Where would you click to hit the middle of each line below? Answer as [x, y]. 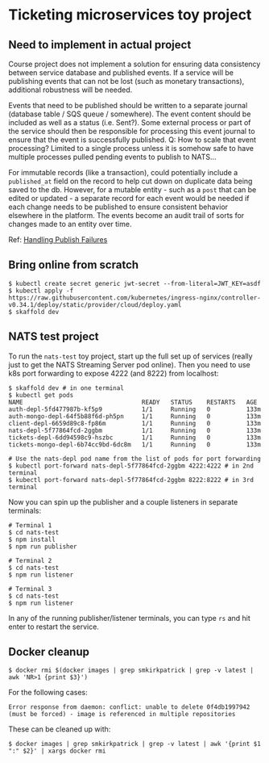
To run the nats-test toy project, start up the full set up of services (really [130, 356]
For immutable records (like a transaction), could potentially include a [123, 172]
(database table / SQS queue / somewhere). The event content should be [130, 114]
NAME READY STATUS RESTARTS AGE [133, 402]
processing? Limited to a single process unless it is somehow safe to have [131, 148]
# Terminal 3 [30, 589]
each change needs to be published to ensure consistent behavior [118, 207]
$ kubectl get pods [41, 395]
